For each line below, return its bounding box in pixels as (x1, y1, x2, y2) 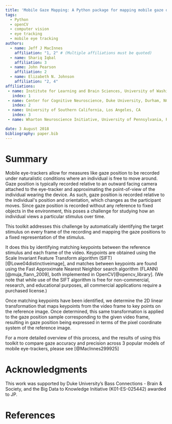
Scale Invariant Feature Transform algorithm (5, 255, 98, 261)
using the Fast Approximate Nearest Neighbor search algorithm (5, 266, 139, 272)
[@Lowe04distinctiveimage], (5, 261, 66, 267)
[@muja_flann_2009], (5, 271, 51, 278)
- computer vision (10, 27, 50, 32)
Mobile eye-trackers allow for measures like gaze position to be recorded (5, 170, 160, 176)
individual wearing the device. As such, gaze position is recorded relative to (5, 192, 165, 198)
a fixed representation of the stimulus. (5, 234, 85, 241)
